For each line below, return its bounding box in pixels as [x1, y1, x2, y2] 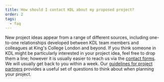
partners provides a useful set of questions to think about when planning [5, 66, 154, 72]
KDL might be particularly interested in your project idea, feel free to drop [5, 50, 156, 56]
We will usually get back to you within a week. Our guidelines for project [5, 61, 153, 67]
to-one [5, 40, 19, 46]
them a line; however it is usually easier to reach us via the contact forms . [5, 55, 156, 62]
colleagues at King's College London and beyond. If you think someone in [5, 45, 157, 51]
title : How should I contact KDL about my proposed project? [5, 7, 135, 12]
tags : [5, 16, 16, 21]
